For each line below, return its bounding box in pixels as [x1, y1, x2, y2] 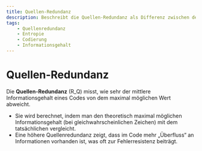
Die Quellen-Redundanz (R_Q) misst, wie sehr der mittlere [6, 87, 151, 95]
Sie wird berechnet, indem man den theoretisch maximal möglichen [14, 112, 182, 119]
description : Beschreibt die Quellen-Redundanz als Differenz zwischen [6, 14, 189, 20]
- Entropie [17, 31, 44, 37]
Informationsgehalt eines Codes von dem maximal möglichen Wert [6, 94, 171, 101]
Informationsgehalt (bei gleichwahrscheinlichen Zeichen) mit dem [14, 118, 178, 126]
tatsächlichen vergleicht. [14, 125, 76, 132]
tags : [6, 20, 20, 26]
